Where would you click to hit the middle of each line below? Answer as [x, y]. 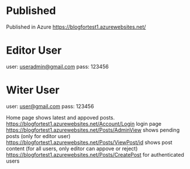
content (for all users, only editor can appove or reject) [72, 148]
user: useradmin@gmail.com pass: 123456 [58, 66]
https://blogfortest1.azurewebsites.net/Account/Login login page [84, 124]
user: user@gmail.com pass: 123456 [50, 106]
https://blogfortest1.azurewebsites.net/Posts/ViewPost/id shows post [89, 142]
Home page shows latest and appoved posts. [61, 117]
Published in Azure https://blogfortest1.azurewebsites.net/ [76, 27]
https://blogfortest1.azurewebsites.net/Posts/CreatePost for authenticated [95, 154]
